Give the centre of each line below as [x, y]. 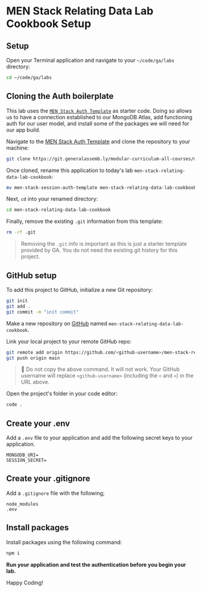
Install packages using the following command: [64, 542]
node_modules [22, 504]
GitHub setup [31, 275]
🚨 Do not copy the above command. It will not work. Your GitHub [100, 369]
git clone [19, 159]
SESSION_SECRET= [26, 460]
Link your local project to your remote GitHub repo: [69, 341]
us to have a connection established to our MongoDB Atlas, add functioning [99, 117]
